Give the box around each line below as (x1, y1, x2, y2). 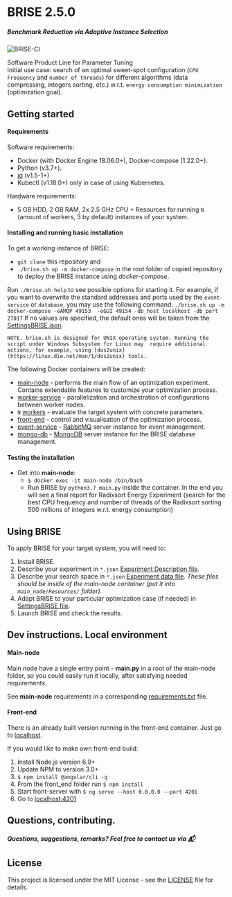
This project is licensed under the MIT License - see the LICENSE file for (7, 875, 213, 884)
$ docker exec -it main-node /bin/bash (27, 477, 143, 484)
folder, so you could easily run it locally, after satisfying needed (7, 671, 188, 680)
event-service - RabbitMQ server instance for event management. (17, 422, 206, 431)
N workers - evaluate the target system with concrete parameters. (17, 407, 204, 416)
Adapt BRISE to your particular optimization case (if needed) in (17, 594, 196, 602)
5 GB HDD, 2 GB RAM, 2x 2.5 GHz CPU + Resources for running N (17, 205, 204, 214)
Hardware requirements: (7, 191, 77, 200)
